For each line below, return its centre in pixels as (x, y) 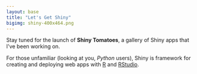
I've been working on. (33, 46)
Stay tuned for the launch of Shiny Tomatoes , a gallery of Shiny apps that (98, 40)
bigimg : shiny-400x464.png (40, 23)
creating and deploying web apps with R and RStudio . (73, 64)
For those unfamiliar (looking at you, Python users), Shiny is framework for (98, 58)
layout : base (23, 12)
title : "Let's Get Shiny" (39, 17)
